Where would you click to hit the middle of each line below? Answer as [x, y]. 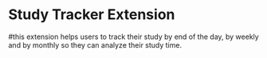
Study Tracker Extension [92, 15]
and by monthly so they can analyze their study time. [95, 44]
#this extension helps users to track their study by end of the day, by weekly [133, 37]
